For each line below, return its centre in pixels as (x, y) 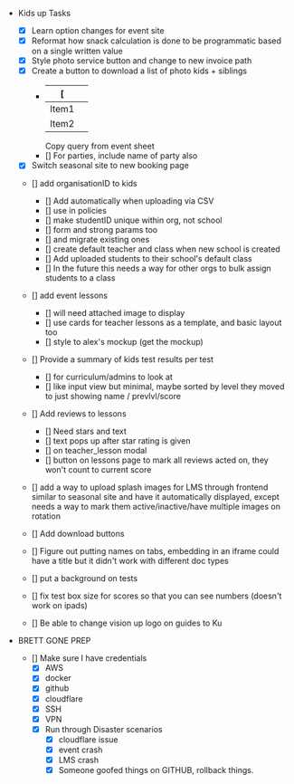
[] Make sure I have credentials (89, 658)
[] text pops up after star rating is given (118, 441)
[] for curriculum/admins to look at (109, 377)
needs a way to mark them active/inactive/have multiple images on (156, 507)
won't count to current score (98, 470)
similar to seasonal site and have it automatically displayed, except (156, 497)
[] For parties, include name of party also (121, 156)
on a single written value (77, 51)
